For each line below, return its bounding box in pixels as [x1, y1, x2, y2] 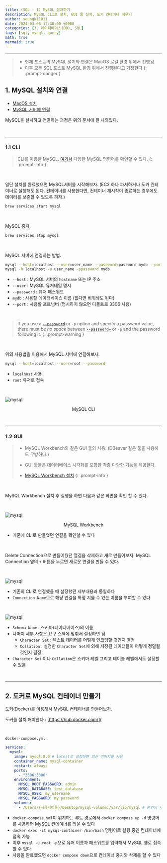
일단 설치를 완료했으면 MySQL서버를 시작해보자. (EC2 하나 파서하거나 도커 [5, 181, 150, 187]
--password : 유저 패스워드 [12, 289, 64, 295]
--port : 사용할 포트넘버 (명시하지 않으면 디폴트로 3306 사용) [12, 301, 131, 307]
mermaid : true [5, 40, 35, 45]
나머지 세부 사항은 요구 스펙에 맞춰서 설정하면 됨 [12, 630, 105, 637]
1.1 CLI [5, 144, 20, 151]
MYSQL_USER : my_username [18, 791, 70, 796]
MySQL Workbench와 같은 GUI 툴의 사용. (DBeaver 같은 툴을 [24, 445, 146, 451]
